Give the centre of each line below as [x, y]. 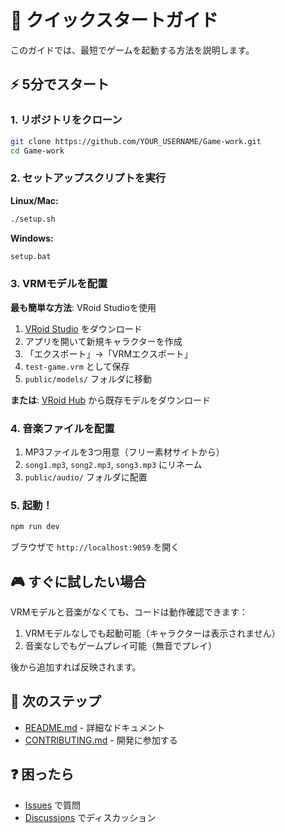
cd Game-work [37, 151]
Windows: [32, 238]
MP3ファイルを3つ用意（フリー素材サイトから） [124, 452]
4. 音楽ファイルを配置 [62, 428]
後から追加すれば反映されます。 [76, 667]
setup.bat [31, 256]
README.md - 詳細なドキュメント [95, 727]
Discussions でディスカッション [90, 817]
